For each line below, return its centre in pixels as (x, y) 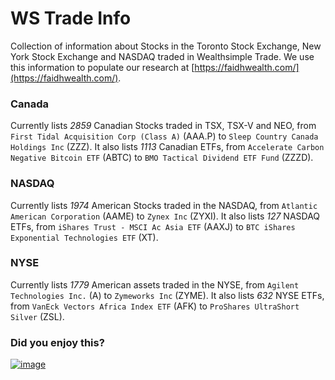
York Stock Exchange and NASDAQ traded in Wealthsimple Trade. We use (162, 56)
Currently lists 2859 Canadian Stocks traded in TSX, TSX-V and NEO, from (163, 126)
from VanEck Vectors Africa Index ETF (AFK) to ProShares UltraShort (155, 306)
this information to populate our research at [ (102, 67)
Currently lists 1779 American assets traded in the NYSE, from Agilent (155, 284)
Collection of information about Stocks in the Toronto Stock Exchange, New (166, 46)
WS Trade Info (71, 18)
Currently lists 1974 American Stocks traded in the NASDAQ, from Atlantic (164, 205)
